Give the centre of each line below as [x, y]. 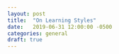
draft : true [25, 40]
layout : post [27, 14]
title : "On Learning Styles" [52, 20]
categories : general [38, 33]
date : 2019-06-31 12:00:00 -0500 [60, 27]
